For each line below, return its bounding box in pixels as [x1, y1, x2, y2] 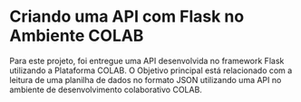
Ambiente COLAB [9, 25, 144, 46]
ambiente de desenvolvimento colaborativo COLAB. [9, 84, 202, 95]
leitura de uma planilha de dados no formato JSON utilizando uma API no [9, 74, 282, 85]
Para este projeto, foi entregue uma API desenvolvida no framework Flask [9, 55, 285, 66]
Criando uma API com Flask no [9, 6, 245, 27]
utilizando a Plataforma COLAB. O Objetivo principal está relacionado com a [9, 65, 293, 76]
